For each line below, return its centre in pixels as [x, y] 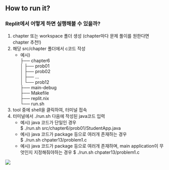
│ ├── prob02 [35, 71]
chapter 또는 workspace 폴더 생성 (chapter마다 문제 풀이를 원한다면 [81, 36]
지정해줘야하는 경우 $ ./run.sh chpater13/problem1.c [87, 152]
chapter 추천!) [27, 42]
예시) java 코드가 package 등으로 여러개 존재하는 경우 [73, 134]
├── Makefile [35, 93]
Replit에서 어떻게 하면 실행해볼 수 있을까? [53, 24]
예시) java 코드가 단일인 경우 [48, 122]
